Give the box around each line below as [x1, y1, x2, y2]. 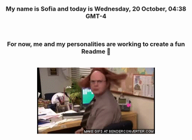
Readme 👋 [81, 48, 111, 56]
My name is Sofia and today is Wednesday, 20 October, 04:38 [5, 5, 187, 13]
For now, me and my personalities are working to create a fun [6, 40, 186, 48]
